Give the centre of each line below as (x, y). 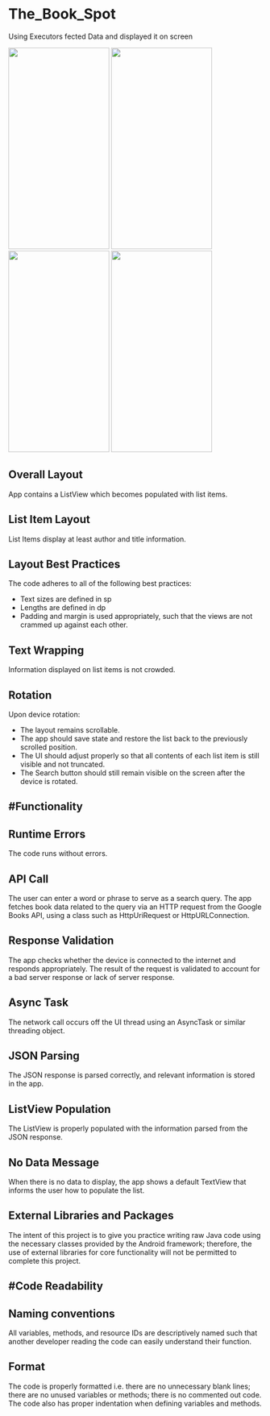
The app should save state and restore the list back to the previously (134, 739)
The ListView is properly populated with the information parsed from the (128, 1128)
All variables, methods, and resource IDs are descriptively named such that (133, 1333)
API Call (29, 879)
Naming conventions (62, 1313)
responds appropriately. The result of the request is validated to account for (134, 969)
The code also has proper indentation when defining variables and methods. (135, 1403)
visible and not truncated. (62, 764)
